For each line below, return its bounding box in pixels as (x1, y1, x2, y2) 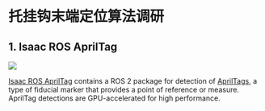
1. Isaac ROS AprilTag (8, 39, 118, 53)
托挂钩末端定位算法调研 (8, 7, 165, 26)
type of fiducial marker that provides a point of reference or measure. (8, 85, 240, 94)
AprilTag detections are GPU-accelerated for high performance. (8, 93, 221, 103)
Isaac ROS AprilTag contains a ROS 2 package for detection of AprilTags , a (8, 76, 258, 85)
